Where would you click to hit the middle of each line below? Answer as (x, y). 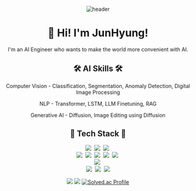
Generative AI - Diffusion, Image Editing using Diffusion (98, 115)
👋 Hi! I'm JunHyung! (98, 33)
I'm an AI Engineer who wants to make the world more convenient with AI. (98, 49)
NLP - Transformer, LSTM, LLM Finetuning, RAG (98, 103)
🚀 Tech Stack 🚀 (98, 134)
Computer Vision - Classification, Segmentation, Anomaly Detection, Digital (98, 86)
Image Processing (98, 92)
